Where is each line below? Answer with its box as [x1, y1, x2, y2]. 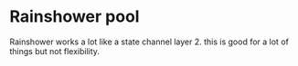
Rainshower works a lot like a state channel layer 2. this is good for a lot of [9, 36, 290, 47]
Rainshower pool [9, 6, 140, 27]
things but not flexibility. [9, 45, 101, 56]
